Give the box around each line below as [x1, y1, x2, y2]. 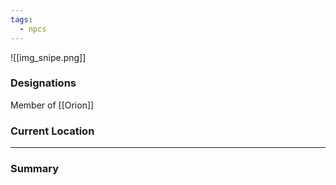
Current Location [10, 124, 95, 138]
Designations [10, 76, 77, 90]
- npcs [19, 24, 47, 34]
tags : [10, 14, 33, 25]
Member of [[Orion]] [10, 99, 95, 111]
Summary [10, 162, 60, 176]
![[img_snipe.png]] [10, 51, 87, 63]
